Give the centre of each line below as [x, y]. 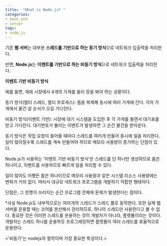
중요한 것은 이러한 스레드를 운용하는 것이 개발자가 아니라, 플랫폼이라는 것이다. [86, 215]
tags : [11, 28]
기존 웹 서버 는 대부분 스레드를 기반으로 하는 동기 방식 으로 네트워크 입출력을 [77, 47]
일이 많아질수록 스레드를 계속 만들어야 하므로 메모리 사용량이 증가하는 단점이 [79, 142]
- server [14, 24]
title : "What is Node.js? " [35, 10]
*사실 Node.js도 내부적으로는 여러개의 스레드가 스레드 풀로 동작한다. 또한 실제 [80, 203]
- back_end [16, 19]
